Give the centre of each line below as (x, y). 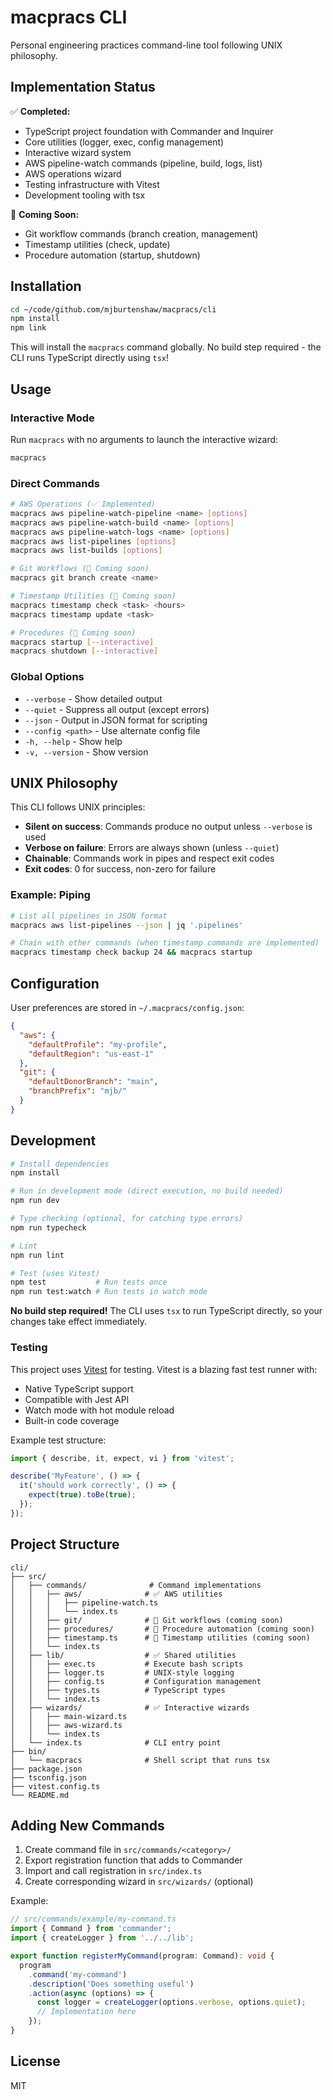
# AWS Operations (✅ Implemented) (83, 504)
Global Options (47, 677)
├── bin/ (28, 1751)
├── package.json (46, 1769)
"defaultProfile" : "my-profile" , (98, 1044)
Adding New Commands (87, 1825)
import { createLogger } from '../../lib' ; (102, 1938)
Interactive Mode (52, 418)
